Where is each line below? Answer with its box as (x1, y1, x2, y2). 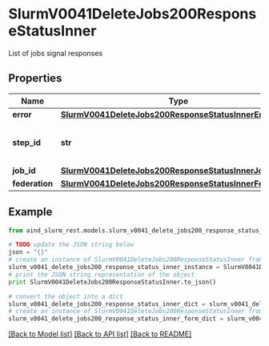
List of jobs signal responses (8, 48, 103, 58)
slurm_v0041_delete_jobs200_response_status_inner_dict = (8, 300, 206, 308)
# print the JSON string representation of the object (8, 270, 195, 279)
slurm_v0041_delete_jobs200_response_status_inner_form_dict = (8, 315, 224, 323)
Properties (8, 71, 62, 85)
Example (8, 205, 53, 219)
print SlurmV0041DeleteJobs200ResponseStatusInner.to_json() (8, 278, 217, 286)
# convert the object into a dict (8, 292, 124, 300)
